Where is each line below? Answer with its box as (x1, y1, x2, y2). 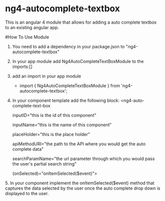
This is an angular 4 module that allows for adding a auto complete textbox (5, 19, 157, 25)
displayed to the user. (5, 190, 49, 196)
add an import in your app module (12, 73, 81, 79)
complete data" (12, 146, 44, 152)
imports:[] (12, 64, 33, 69)
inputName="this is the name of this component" (12, 122, 112, 128)
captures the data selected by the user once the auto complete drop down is (5, 185, 161, 191)
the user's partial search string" (12, 161, 77, 167)
